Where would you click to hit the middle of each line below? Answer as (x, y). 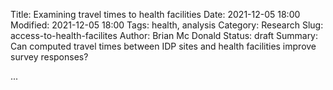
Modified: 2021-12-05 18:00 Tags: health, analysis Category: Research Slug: (167, 25)
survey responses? (49, 57)
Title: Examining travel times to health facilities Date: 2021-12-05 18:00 (155, 14)
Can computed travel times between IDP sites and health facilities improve (163, 46)
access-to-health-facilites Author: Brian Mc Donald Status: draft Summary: (164, 35)
